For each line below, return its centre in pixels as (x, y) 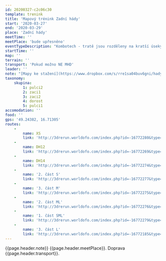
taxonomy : (15, 78)
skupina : (23, 83)
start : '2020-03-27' (26, 23)
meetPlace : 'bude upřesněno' (35, 42)
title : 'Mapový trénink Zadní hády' (43, 19)
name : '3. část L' (42, 229)
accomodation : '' (23, 111)
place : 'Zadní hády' (26, 33)
